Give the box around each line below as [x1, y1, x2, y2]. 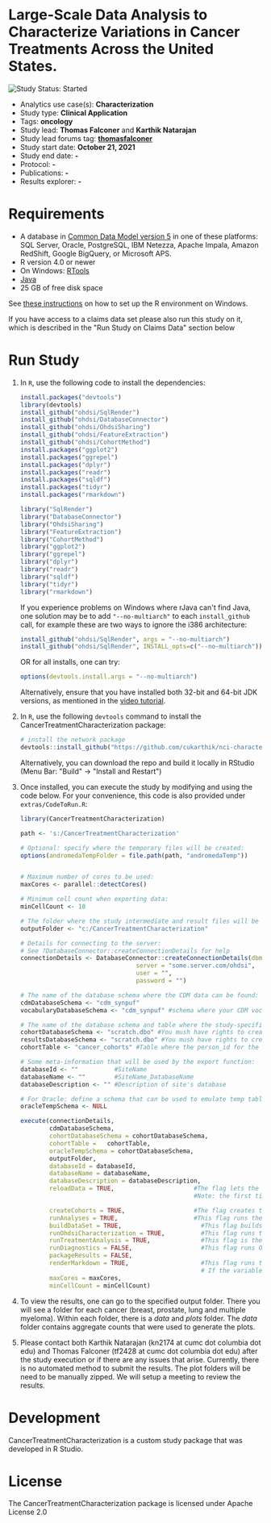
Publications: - [19, 168, 69, 177]
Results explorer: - [19, 176, 82, 186]
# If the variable [200, 1266, 263, 1275]
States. [8, 57, 58, 76]
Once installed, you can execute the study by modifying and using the [19, 782, 252, 791]
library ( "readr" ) [19, 565, 79, 574]
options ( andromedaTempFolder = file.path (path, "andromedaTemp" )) [19, 851, 248, 860]
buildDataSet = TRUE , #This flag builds [49, 1221, 263, 1229]
